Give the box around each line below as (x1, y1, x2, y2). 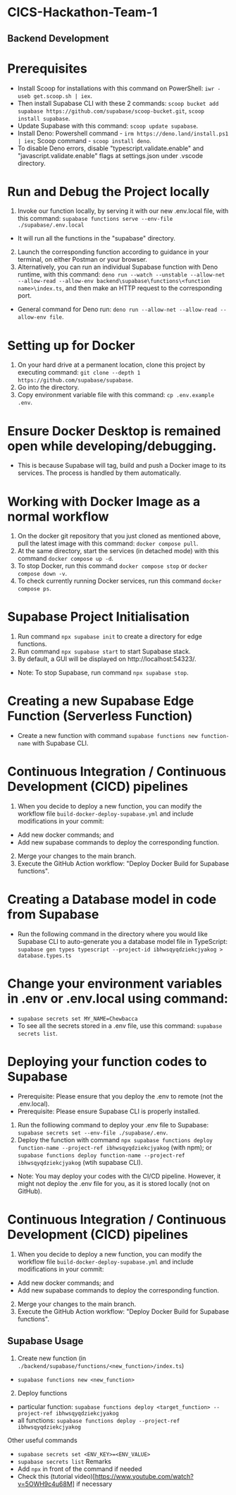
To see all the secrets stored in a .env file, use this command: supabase (17, 1021, 223, 1030)
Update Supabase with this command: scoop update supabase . (17, 121, 199, 130)
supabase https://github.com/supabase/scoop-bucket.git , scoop (17, 107, 204, 115)
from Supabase (7, 907, 99, 923)
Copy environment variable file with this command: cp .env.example (17, 391, 215, 399)
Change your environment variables (7, 976, 223, 992)
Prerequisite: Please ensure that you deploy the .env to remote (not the (17, 1091, 223, 1101)
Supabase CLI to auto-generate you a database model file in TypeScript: (17, 938, 228, 946)
